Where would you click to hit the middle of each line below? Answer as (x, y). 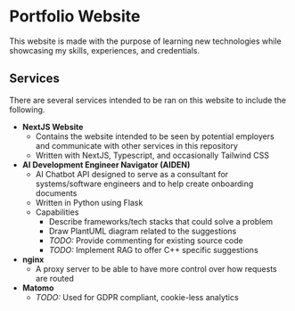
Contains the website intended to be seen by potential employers (155, 136)
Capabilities (57, 212)
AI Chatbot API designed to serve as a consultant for (132, 174)
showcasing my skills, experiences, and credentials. (105, 50)
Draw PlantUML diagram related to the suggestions (143, 231)
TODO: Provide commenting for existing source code (146, 240)
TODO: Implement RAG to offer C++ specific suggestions (153, 250)
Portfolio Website (75, 16)
